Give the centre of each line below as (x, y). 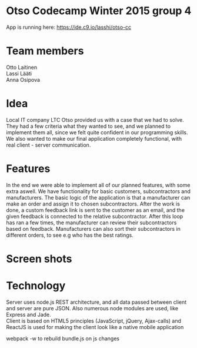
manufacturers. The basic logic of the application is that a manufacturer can (98, 197)
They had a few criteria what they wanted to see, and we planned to (89, 126)
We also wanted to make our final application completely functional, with (94, 138)
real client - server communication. (49, 145)
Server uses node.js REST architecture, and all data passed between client (96, 302)
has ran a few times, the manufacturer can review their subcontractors (91, 223)
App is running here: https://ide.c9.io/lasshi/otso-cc (69, 27)
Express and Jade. (29, 314)
